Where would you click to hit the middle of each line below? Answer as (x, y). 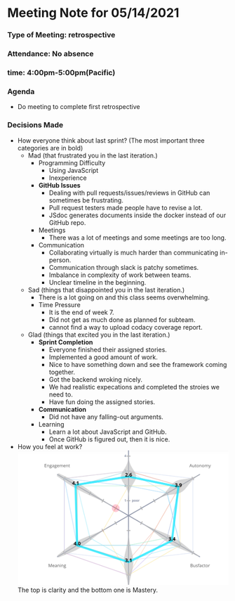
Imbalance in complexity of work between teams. (120, 275)
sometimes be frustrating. (86, 200)
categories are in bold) (50, 148)
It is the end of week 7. (81, 312)
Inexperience (68, 178)
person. (60, 260)
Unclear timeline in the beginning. (98, 282)
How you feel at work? (50, 446)
